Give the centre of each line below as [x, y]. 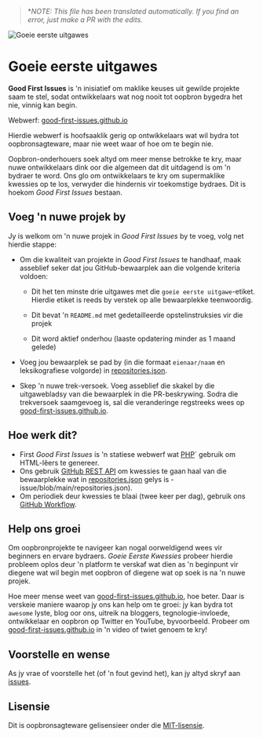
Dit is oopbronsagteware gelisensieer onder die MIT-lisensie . [106, 725]
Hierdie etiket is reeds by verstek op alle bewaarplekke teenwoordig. [142, 300]
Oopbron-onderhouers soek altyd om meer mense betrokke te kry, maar [125, 159]
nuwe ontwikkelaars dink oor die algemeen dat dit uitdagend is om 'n [120, 167]
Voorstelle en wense [59, 654]
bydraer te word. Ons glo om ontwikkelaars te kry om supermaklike [117, 175]
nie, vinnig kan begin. [43, 104]
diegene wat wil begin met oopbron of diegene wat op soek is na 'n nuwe [127, 573]
